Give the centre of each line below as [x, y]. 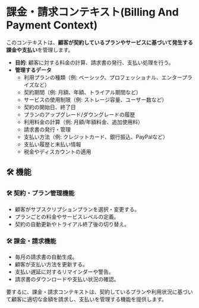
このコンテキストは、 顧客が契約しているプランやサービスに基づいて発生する [99, 42]
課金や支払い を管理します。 [40, 50]
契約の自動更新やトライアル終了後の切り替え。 [72, 224]
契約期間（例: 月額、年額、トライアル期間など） [82, 92]
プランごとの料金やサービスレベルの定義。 [67, 216]
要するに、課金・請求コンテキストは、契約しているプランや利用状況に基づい [99, 291]
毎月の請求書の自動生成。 [46, 257]
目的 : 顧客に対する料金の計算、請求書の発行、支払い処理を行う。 [94, 62]
